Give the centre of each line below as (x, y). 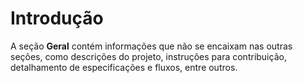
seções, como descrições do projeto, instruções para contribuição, (148, 56)
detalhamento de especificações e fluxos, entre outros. (124, 67)
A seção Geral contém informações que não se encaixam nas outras (151, 46)
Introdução (57, 18)
